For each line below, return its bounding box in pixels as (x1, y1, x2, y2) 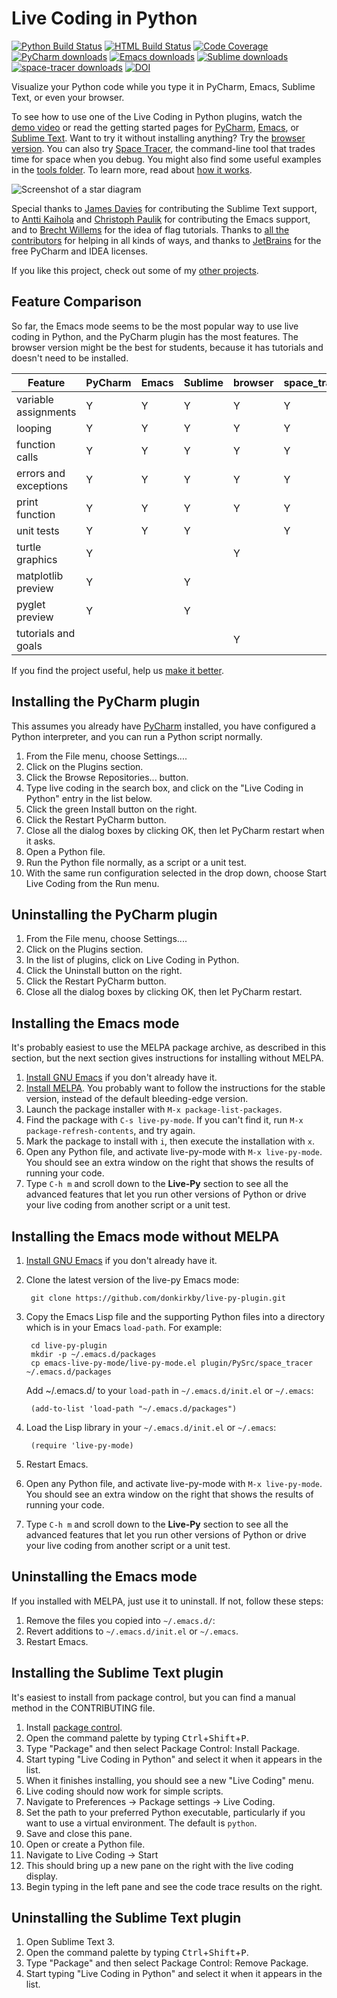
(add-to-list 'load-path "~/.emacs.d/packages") (30, 1404, 238, 1414)
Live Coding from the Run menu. (25, 877, 160, 889)
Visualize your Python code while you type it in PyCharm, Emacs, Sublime (11, 80, 316, 92)
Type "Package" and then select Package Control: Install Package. (25, 1742, 300, 1754)
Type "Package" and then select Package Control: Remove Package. (25, 1957, 309, 1969)
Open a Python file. (25, 845, 106, 857)
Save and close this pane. (25, 1827, 133, 1839)
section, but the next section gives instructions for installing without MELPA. (11, 1052, 324, 1064)
